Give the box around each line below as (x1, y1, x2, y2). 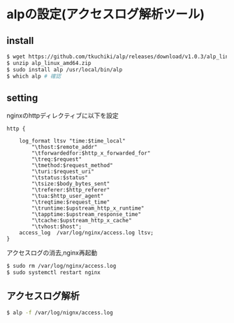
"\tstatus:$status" (31, 174, 89, 182)
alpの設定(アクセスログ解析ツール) (6, 6, 205, 22)
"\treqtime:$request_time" (31, 199, 110, 206)
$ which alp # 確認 (6, 73, 61, 80)
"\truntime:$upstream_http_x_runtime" (31, 205, 145, 212)
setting (6, 92, 38, 103)
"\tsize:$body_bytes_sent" (31, 180, 110, 187)
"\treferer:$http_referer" (31, 187, 110, 194)
